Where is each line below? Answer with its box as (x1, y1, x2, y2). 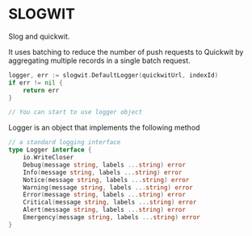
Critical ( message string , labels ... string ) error (23, 198, 197, 206)
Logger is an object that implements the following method (8, 122, 200, 133)
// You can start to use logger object (8, 108, 143, 117)
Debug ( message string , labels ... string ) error (23, 160, 186, 169)
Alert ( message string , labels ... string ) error (23, 206, 186, 214)
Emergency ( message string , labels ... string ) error (23, 213, 200, 222)
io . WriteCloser (23, 154, 74, 162)
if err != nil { (8, 78, 63, 87)
